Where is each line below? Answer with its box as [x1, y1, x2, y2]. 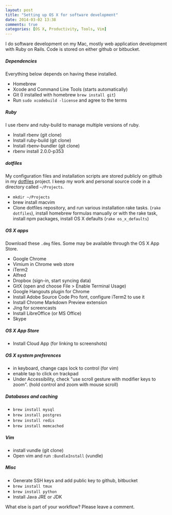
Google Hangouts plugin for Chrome [12, 289, 90, 294]
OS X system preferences [5, 352, 62, 358]
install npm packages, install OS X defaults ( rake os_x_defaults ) [12, 216, 149, 222]
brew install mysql [12, 407, 55, 412]
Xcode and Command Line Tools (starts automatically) [12, 86, 128, 92]
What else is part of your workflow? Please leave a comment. [5, 504, 135, 510]
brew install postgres [12, 412, 62, 417]
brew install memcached [12, 423, 64, 429]
